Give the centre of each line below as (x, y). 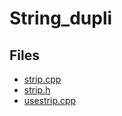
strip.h (37, 90)
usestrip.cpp (50, 100)
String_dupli (61, 18)
